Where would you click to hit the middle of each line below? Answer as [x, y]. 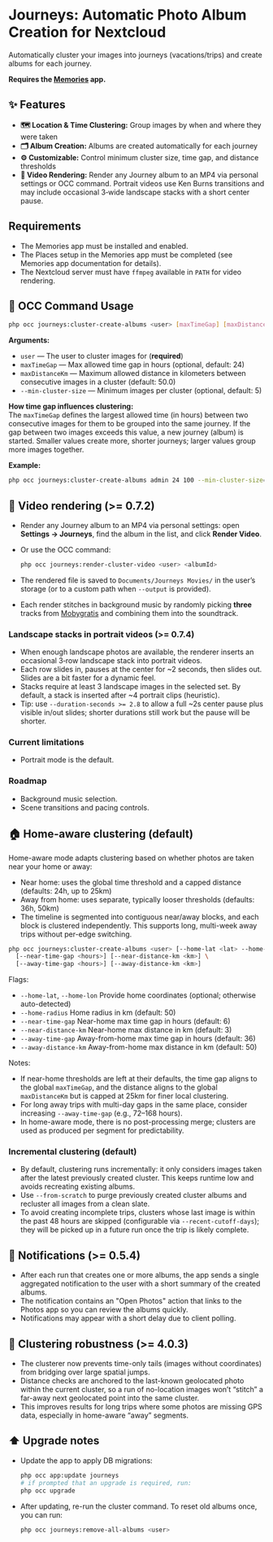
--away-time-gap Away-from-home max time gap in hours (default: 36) [138, 1038]
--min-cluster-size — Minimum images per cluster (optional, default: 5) [141, 391]
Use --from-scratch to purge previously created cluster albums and [133, 1195]
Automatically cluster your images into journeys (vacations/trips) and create [135, 55]
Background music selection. [69, 798]
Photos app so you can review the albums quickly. [104, 1310]
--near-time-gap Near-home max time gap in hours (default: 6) [125, 1021]
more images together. [46, 450]
